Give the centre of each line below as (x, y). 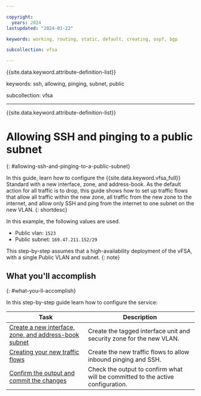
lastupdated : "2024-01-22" (40, 28)
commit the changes (38, 380)
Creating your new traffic (44, 352)
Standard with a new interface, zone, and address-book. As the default (94, 184)
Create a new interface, (42, 327)
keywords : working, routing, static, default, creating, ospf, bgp (92, 39)
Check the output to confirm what (135, 369)
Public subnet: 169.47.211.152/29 (56, 239)
